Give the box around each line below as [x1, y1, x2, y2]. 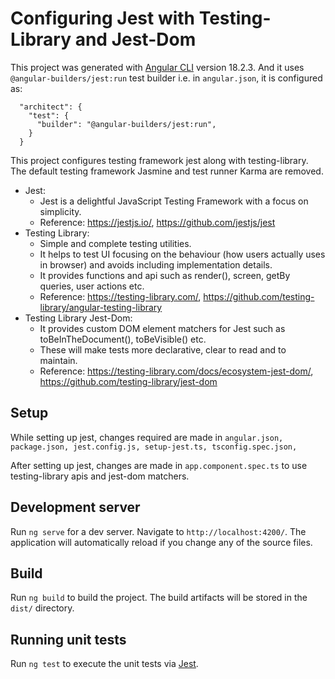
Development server [10, 499, 141, 516]
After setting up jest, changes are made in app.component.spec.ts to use [10, 459, 308, 471]
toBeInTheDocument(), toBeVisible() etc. [39, 333, 207, 345]
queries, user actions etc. [39, 280, 145, 292]
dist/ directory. [10, 602, 75, 614]
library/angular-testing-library [39, 301, 163, 313]
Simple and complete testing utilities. [39, 237, 192, 249]
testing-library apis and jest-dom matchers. [10, 470, 190, 482]
